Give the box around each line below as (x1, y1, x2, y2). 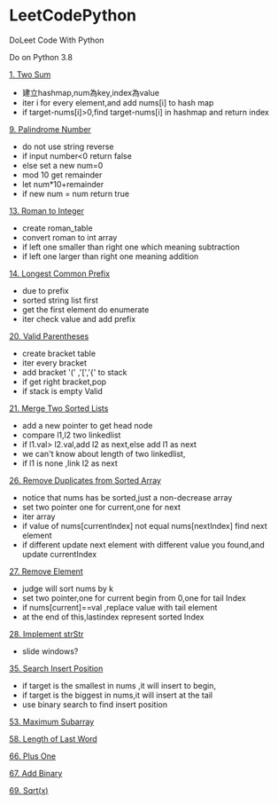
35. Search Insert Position (9, 663, 104, 674)
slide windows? (21, 645, 79, 657)
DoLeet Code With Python (9, 35, 104, 45)
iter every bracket (21, 357, 87, 368)
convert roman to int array (21, 232, 118, 242)
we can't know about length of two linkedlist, (21, 448, 186, 459)
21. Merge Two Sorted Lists (9, 403, 109, 414)
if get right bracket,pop (21, 376, 107, 387)
